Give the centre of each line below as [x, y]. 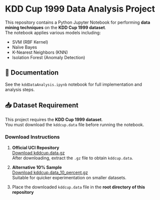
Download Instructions [32, 137]
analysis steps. [20, 89]
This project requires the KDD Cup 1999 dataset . [54, 119]
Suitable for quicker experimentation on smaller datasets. [69, 177]
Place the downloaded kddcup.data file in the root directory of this [79, 187]
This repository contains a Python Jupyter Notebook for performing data [78, 22]
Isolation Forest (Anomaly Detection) [48, 57]
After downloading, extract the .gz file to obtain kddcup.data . [72, 158]
